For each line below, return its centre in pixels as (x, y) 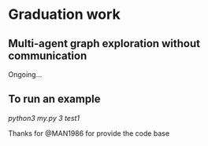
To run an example (54, 99)
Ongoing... (25, 75)
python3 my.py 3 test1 (44, 118)
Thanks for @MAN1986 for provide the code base (89, 133)
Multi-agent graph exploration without (104, 44)
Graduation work (64, 15)
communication (48, 55)
